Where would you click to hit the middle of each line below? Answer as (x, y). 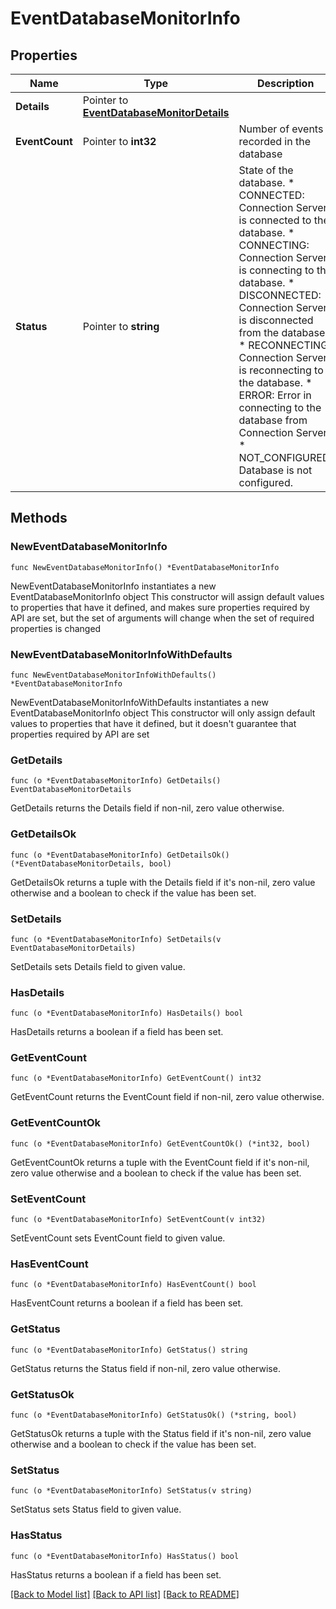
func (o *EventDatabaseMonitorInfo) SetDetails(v (116, 939)
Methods (39, 518)
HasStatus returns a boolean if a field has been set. (116, 1574)
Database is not (275, 470)
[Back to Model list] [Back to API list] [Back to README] (125, 1594)
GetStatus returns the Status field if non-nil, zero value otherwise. (145, 1368)
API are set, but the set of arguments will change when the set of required (162, 618)
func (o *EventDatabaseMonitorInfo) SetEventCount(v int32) (138, 1220)
